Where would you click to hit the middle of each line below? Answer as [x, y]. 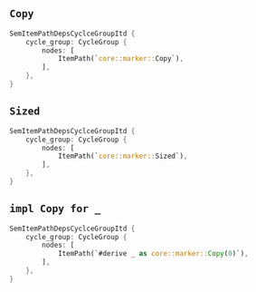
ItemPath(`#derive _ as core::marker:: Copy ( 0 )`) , [153, 254]
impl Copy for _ [55, 209]
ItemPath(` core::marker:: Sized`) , [123, 156]
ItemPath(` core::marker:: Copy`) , [120, 59]
